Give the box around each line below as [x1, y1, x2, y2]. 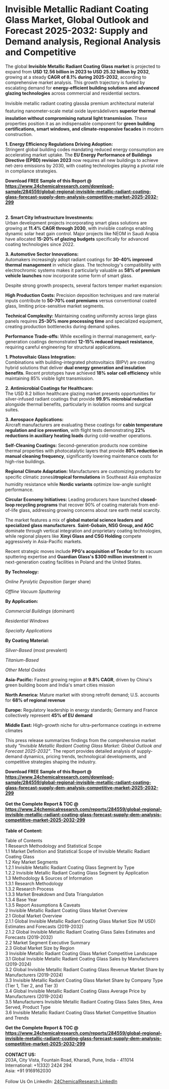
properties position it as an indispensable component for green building [5, 120, 155, 126]
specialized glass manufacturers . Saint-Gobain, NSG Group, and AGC [5, 522, 154, 528]
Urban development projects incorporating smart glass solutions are [5, 220, 147, 226]
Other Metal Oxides [5, 667, 46, 673]
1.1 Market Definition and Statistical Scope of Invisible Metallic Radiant [5, 848, 150, 854]
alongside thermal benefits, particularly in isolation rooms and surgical [5, 401, 151, 407]
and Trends [5, 1015, 29, 1021]
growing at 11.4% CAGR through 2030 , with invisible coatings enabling [5, 225, 153, 231]
